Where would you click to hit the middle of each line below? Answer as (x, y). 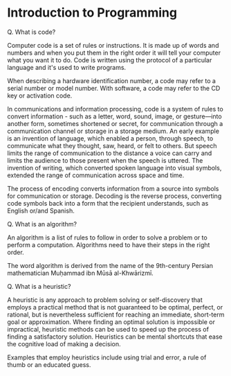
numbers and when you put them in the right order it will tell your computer (114, 53)
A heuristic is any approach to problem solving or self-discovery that (105, 300)
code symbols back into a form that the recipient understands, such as (108, 203)
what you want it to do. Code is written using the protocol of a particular (110, 60)
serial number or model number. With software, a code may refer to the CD (114, 88)
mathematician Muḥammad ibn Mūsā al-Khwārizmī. (80, 273)
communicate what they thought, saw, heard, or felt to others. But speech (112, 145)
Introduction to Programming (92, 13)
